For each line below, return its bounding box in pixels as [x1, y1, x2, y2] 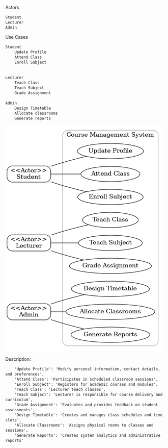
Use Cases [5, 34, 28, 40]
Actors [5, 5, 19, 10]
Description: [5, 356, 31, 362]
